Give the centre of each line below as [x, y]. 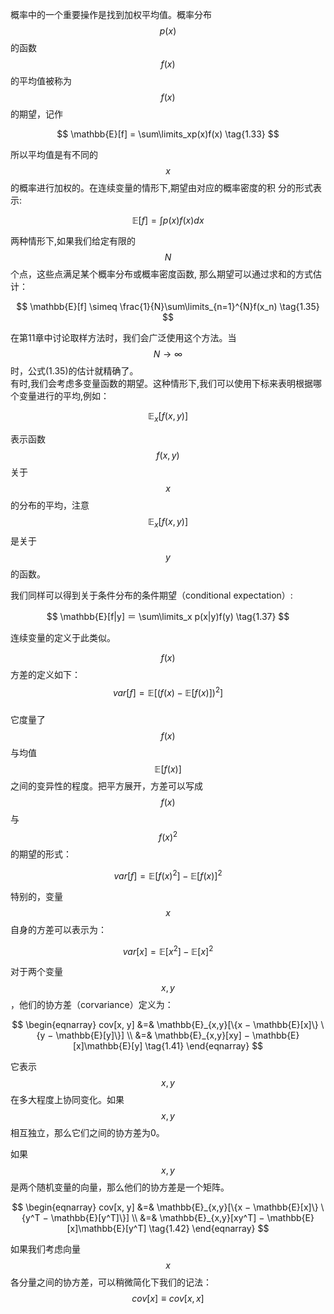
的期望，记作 [36, 114]
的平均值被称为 [41, 81]
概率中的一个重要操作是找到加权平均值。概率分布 [111, 14]
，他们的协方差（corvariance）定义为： [92, 1005]
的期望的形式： [41, 854]
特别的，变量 [36, 896]
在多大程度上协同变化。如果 [67, 1100]
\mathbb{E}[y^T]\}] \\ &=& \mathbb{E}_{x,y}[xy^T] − [157, 1218]
